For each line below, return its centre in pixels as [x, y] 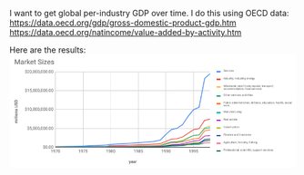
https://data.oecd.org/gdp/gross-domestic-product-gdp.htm [123, 23]
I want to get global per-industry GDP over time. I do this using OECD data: [149, 13]
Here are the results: [48, 50]
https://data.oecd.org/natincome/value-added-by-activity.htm [126, 32]
